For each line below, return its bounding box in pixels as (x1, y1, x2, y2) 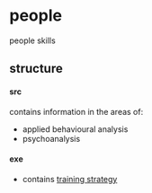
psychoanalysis (22, 133, 81, 144)
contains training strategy (22, 173, 118, 184)
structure (9, 61, 63, 76)
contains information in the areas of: (9, 106, 144, 117)
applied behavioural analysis (22, 123, 129, 135)
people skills (9, 35, 56, 46)
